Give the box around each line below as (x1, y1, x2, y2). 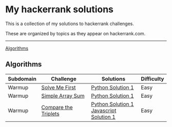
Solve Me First (41, 83, 76, 91)
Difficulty (140, 75, 164, 82)
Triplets (41, 110, 60, 117)
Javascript (91, 107, 117, 114)
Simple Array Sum (41, 92, 85, 99)
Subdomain (8, 75, 37, 82)
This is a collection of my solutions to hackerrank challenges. (5, 20, 134, 27)
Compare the (41, 103, 73, 111)
